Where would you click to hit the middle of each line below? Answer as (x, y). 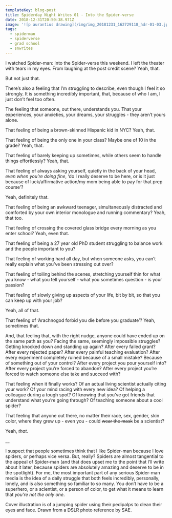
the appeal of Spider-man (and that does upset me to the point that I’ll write (85, 462)
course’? (14, 187)
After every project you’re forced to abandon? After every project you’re (81, 368)
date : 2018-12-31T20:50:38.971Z (40, 20)
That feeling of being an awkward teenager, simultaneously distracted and (84, 207)
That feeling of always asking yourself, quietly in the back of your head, (81, 170)
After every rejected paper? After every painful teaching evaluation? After (83, 352)
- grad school (25, 44)
